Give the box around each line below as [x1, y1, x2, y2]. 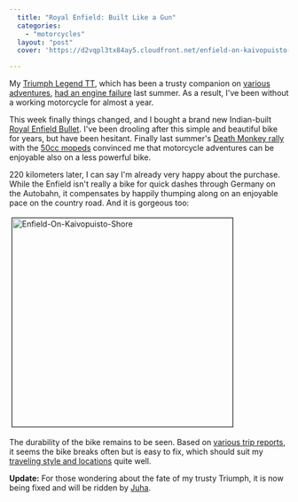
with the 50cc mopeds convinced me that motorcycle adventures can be [9, 143, 275, 154]
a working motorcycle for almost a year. [9, 97, 154, 108]
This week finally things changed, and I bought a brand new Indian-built [9, 115, 272, 125]
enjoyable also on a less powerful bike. [9, 152, 152, 163]
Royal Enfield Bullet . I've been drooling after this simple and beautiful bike [9, 124, 278, 134]
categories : [17, 21, 62, 30]
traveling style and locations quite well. [9, 456, 152, 466]
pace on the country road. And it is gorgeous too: [9, 197, 190, 209]
